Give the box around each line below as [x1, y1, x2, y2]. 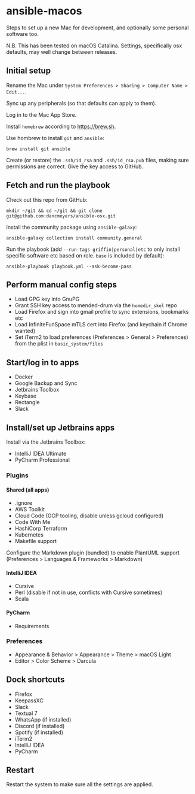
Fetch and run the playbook [6, 180, 110, 190]
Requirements [14, 622, 49, 629]
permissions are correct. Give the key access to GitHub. [6, 163, 144, 170]
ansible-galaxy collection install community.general [6, 235, 143, 241]
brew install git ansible [6, 146, 70, 152]
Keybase [14, 392, 37, 399]
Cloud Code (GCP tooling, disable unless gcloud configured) [14, 512, 164, 519]
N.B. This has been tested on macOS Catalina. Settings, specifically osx [6, 42, 182, 49]
